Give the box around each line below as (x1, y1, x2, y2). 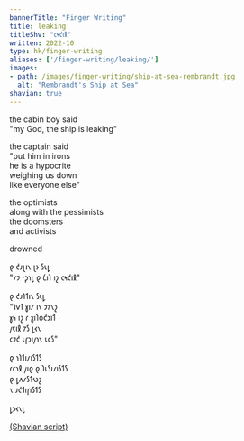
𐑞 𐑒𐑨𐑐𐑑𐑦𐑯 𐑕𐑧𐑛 (9, 290, 46, 301)
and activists (9, 225, 57, 236)
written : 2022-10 (9, 38, 75, 48)
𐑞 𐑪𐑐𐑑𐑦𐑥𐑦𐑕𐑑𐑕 (9, 352, 42, 362)
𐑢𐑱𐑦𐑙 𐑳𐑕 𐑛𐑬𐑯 (9, 323, 41, 333)
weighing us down (9, 169, 77, 181)
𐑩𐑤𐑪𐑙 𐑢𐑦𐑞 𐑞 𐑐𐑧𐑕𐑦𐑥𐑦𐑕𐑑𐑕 (9, 362, 68, 373)
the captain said (9, 141, 69, 152)
